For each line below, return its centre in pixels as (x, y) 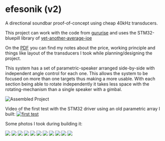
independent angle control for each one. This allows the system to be (77, 73)
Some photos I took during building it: (44, 123)
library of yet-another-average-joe (57, 38)
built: (10, 114)
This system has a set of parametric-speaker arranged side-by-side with (80, 68)
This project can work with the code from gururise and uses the (71, 32)
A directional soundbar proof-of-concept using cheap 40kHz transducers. (81, 23)
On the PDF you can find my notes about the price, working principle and (80, 47)
